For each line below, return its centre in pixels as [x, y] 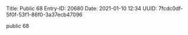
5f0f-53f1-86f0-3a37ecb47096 [44, 15]
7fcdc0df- [171, 8]
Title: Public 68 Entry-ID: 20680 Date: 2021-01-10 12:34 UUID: [82, 8]
